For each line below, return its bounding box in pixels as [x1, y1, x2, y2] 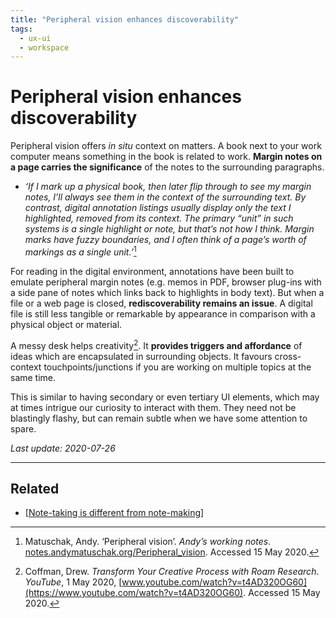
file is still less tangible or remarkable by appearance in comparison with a [10, 307, 316, 320]
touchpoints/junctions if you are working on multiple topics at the [43, 361, 312, 373]
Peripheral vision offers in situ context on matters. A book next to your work [10, 140, 322, 152]
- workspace [19, 42, 70, 53]
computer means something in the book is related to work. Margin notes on [10, 151, 323, 163]
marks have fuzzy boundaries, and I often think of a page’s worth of [24, 234, 307, 246]
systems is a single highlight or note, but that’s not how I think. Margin [24, 223, 315, 235]
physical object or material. [10, 318, 123, 330]
